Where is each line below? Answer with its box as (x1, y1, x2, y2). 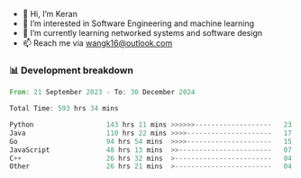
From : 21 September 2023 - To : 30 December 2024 (9, 88, 196, 97)
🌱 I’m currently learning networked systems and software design (22, 28, 263, 38)
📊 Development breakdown (9, 64, 133, 76)
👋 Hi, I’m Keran (22, 9, 78, 19)
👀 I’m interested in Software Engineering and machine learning (22, 18, 255, 29)
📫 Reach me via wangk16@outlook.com (22, 38, 173, 49)
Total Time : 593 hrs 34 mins (9, 104, 119, 113)
